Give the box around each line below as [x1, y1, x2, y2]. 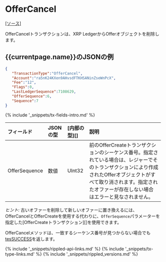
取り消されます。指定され [98, 179, 158, 186]
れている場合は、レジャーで [89, 156, 153, 163]
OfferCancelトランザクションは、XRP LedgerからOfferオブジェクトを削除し [5, 31, 160, 37]
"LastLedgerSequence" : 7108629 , [11, 89, 77, 94]
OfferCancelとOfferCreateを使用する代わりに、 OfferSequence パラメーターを [5, 213, 161, 219]
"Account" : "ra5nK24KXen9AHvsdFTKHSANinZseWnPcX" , [11, 75, 116, 80]
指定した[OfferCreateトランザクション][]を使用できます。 [5, 219, 122, 225]
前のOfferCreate [89, 142, 127, 149]
